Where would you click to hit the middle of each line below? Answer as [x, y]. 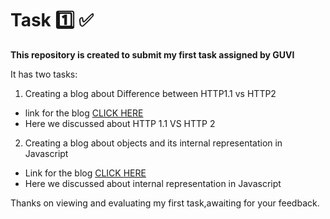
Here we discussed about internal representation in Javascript [153, 183]
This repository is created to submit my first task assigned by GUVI [152, 54]
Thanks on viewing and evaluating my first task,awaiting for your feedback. [165, 203]
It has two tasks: [44, 74]
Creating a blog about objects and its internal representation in [153, 143]
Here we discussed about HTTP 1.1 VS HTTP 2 [120, 123]
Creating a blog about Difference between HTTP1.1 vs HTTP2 [150, 93]
